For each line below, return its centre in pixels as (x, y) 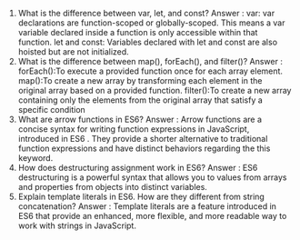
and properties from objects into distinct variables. (112, 187)
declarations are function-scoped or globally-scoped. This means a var (151, 23)
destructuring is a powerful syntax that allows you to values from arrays (152, 177)
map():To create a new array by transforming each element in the (140, 80)
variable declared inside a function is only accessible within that (138, 32)
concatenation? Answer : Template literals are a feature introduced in (147, 206)
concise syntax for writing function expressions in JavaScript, (134, 129)
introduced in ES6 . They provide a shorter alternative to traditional (143, 139)
